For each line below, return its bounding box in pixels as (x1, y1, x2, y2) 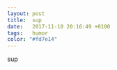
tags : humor (7, 29, 49, 37)
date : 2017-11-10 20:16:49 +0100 (7, 23, 111, 30)
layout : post (7, 10, 45, 17)
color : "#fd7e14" (7, 36, 58, 43)
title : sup (7, 17, 42, 24)
